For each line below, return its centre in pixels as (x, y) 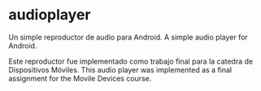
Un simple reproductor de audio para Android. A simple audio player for (128, 37)
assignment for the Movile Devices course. (80, 78)
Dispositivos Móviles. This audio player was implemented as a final (120, 69)
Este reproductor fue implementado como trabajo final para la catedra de (131, 61)
